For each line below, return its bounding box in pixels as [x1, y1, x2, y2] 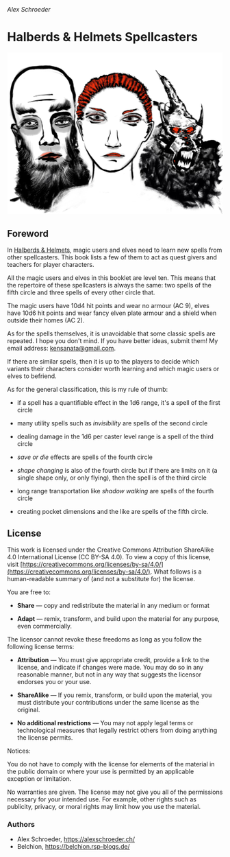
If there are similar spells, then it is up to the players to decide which [7, 357, 200, 366]
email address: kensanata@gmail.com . [7, 344, 116, 353]
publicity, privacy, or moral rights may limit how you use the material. [7, 803, 201, 811]
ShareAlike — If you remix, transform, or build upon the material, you [16, 691, 212, 699]
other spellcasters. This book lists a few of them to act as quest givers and [7, 253, 218, 261]
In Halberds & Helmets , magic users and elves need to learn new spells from [7, 246, 222, 255]
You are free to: [7, 588, 51, 596]
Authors [7, 819, 36, 829]
